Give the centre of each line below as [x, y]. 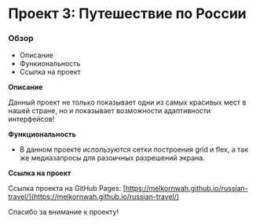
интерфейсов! [31, 119]
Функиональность [50, 64]
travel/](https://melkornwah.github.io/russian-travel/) [94, 196]
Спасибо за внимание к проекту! [64, 212]
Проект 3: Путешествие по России [128, 14]
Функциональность [42, 134]
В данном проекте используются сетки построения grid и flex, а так [134, 149]
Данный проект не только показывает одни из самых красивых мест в [127, 102]
